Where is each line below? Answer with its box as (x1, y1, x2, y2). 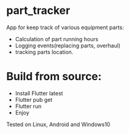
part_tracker (6, 4, 71, 18)
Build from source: (6, 70, 102, 84)
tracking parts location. (15, 48, 74, 55)
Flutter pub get (15, 96, 53, 103)
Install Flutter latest (15, 89, 63, 97)
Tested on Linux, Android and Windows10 (6, 121, 111, 128)
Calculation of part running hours (15, 35, 99, 42)
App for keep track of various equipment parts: (6, 24, 124, 31)
